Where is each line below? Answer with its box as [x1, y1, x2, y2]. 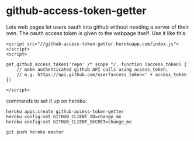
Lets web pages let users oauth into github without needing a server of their [6, 23, 189, 30]
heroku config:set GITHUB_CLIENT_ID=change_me [6, 114, 122, 119]
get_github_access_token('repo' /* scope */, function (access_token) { [6, 61, 187, 67]
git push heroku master [6, 129, 64, 135]
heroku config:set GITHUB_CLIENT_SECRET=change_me [6, 119, 132, 125]
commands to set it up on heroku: [6, 97, 87, 104]
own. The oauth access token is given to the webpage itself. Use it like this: [6, 29, 187, 36]
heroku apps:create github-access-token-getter [6, 108, 124, 115]
